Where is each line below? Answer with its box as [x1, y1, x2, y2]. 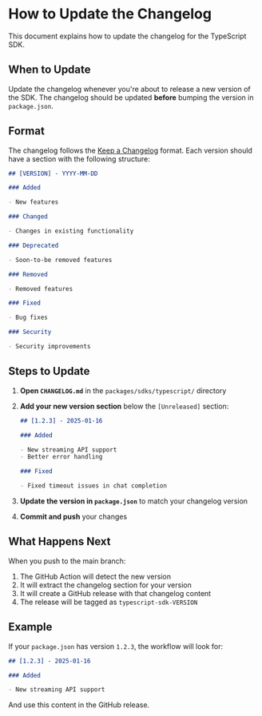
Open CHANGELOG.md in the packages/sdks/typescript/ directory [19, 385, 227, 396]
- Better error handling [19, 453, 103, 461]
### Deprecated [8, 241, 59, 249]
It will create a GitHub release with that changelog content [19, 588, 212, 598]
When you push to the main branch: [8, 556, 126, 566]
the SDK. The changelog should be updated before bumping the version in [8, 93, 254, 102]
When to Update [8, 63, 91, 77]
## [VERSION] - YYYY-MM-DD [8, 169, 98, 177]
